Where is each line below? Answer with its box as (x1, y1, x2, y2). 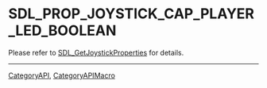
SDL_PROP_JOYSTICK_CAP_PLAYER (8, 5, 255, 23)
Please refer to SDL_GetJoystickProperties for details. (8, 48, 184, 57)
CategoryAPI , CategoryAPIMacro (8, 71, 115, 80)
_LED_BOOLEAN (8, 21, 117, 40)
